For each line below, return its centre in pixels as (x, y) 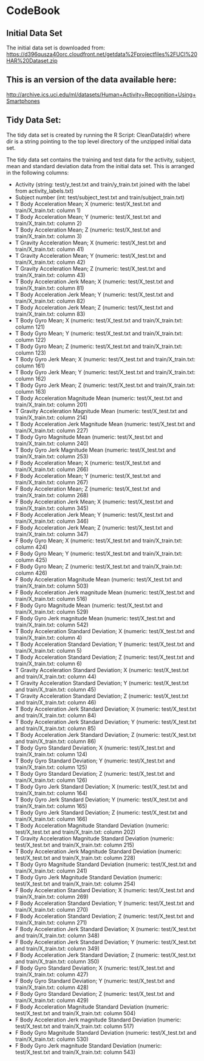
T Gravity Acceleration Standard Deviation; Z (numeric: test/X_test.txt (102, 696)
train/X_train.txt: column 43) (50, 275)
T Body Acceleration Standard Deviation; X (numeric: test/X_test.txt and (105, 631)
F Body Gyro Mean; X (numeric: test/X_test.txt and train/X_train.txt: (99, 541)
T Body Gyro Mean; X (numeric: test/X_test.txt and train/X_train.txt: (99, 320)
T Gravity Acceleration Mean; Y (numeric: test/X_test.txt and (90, 255)
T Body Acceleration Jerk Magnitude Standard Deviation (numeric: (98, 851)
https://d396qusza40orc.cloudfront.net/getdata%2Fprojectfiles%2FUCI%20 (102, 54)
